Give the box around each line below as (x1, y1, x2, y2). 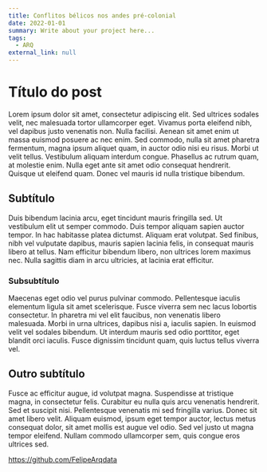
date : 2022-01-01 (8, 19, 66, 27)
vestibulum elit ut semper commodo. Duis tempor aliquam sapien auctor (8, 221, 245, 231)
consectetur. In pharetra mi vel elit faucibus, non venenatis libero (8, 310, 221, 320)
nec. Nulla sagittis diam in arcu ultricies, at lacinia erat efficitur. (8, 255, 214, 265)
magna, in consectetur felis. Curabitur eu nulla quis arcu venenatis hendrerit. (8, 396, 260, 407)
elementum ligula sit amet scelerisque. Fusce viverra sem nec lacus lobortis (8, 302, 257, 312)
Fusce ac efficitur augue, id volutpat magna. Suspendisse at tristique (8, 388, 234, 398)
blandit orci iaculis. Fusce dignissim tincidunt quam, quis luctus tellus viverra (8, 336, 260, 345)
